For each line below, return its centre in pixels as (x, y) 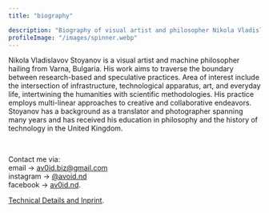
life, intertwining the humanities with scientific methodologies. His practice (131, 94)
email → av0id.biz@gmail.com (58, 168)
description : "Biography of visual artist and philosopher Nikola (121, 30)
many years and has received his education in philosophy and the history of (133, 120)
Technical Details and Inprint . (56, 200)
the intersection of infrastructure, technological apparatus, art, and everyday (135, 86)
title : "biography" (41, 16)
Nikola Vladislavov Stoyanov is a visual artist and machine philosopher (124, 60)
